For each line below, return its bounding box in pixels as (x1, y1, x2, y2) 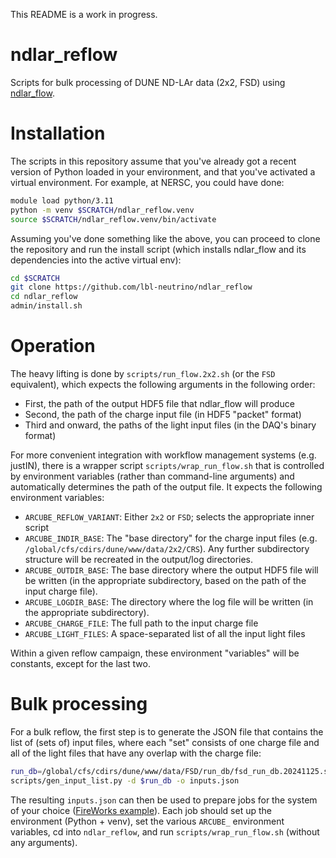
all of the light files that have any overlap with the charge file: (10, 747, 262, 759)
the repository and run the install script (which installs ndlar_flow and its (10, 243, 307, 255)
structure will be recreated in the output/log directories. (24, 553, 254, 565)
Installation (10, 122, 106, 145)
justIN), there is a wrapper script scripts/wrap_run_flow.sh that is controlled (10, 459, 325, 471)
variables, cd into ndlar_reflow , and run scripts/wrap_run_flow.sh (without (10, 825, 320, 838)
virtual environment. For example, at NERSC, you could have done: (10, 176, 285, 188)
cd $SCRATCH (10, 273, 60, 283)
